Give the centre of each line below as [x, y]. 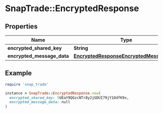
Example [18, 73]
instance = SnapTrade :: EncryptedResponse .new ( [53, 93]
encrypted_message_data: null [40, 102]
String [81, 48]
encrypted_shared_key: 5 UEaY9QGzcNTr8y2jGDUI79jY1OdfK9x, [69, 97]
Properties [21, 26]
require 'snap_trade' [27, 84]
